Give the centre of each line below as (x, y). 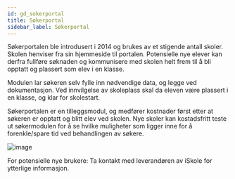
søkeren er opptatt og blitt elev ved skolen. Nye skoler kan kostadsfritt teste (117, 119)
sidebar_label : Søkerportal (49, 27)
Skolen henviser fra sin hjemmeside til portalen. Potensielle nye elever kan (115, 54)
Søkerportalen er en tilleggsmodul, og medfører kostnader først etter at (110, 111)
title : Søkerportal (36, 20)
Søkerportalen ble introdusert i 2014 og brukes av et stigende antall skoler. (115, 47)
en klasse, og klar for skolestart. (54, 98)
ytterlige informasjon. (38, 168)
